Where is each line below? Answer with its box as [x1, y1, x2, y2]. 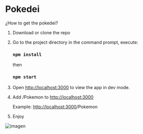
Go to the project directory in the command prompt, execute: [12, 39, 138, 45]
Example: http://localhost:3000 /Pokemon [12, 104, 98, 110]
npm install [12, 51, 42, 57]
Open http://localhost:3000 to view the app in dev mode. [12, 84, 130, 90]
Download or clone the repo [12, 29, 70, 35]
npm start [12, 74, 37, 80]
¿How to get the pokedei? [5, 20, 58, 26]
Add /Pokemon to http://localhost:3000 [12, 94, 94, 100]
